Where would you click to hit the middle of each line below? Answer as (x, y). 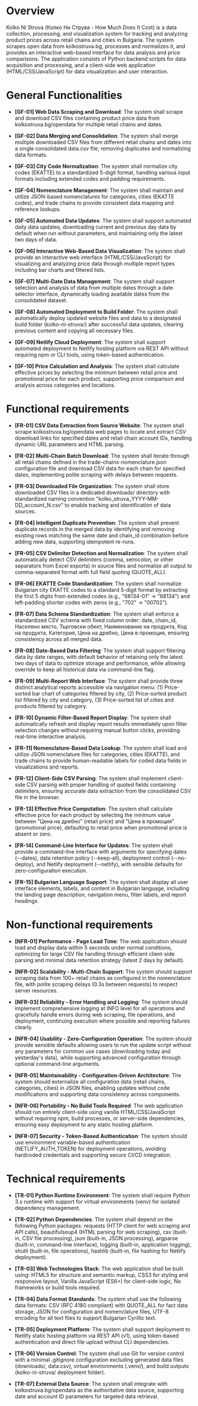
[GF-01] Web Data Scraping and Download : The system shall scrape (99, 111)
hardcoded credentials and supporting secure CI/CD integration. (93, 1155)
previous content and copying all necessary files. (74, 331)
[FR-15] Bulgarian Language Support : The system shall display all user (101, 882)
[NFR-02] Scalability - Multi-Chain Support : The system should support (103, 971)
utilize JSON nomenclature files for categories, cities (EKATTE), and (97, 754)
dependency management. (48, 1208)
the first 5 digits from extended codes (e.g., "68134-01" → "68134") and (102, 596)
